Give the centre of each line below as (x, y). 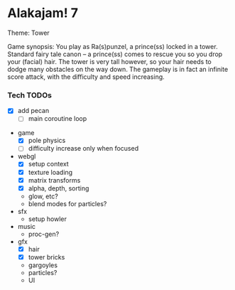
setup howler (48, 219)
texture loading (50, 172)
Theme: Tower (28, 33)
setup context (48, 164)
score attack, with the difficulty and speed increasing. (86, 77)
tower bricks (47, 257)
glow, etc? (43, 196)
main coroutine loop (58, 119)
